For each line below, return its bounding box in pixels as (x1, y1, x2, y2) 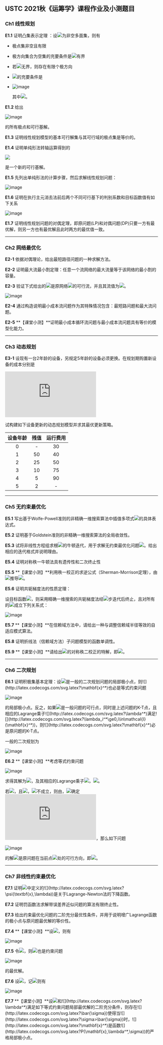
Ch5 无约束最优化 (5, 504, 46, 511)
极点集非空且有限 (12, 43, 47, 49)
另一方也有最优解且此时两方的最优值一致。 (21, 226, 107, 232)
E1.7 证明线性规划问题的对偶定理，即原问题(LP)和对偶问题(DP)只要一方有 (5, 220, 151, 226)
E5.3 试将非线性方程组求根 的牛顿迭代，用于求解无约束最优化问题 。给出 (5, 542, 157, 548)
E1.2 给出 (5, 104, 23, 110)
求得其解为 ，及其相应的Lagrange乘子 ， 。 (5, 778, 103, 784)
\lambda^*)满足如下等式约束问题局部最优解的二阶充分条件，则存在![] (5, 1004, 142, 1010)
